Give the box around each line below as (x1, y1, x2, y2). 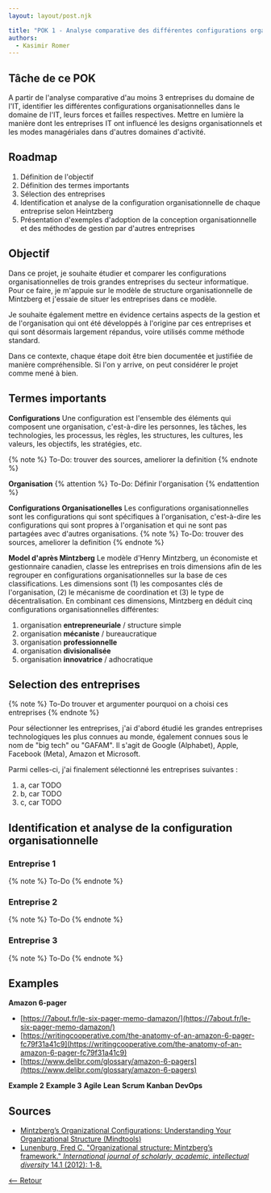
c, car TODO (19, 797, 62, 808)
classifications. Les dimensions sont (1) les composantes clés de (8, 578, 223, 588)
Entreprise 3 (8, 935, 58, 946)
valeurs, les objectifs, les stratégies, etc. (8, 439, 143, 448)
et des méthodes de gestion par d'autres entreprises (19, 223, 195, 233)
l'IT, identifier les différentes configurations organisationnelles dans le (8, 102, 240, 111)
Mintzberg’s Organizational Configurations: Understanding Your (19, 1126, 231, 1136)
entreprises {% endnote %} (8, 708, 100, 717)
